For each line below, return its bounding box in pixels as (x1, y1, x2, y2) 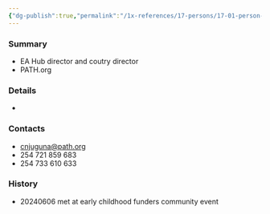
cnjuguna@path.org (19, 141, 86, 151)
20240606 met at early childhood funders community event (19, 196, 219, 206)
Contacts (8, 123, 46, 135)
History (8, 178, 39, 189)
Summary (8, 38, 48, 49)
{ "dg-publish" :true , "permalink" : (8, 11, 121, 20)
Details (8, 85, 37, 96)
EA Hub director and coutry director (19, 56, 139, 66)
